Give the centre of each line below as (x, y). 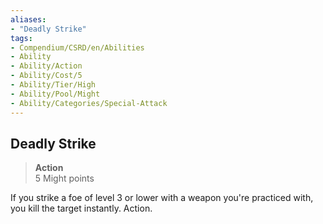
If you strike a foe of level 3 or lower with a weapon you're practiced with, (162, 198)
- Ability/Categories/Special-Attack (89, 103)
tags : (21, 38)
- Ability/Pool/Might (55, 94)
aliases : (28, 19)
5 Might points (64, 178)
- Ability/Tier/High (53, 85)
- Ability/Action (46, 66)
